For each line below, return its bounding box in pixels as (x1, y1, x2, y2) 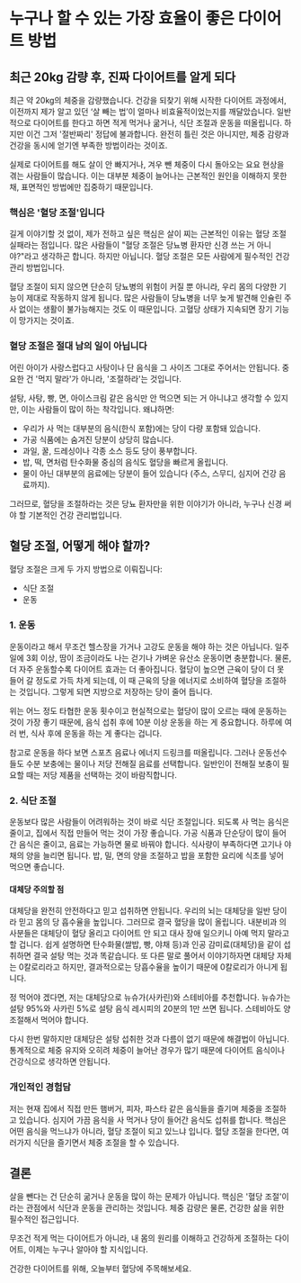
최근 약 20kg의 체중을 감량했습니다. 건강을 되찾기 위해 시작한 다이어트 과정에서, (9, 95, 287, 105)
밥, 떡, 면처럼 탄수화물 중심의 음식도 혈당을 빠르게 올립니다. (22, 456, 229, 467)
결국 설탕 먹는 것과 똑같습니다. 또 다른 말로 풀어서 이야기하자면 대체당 (32, 951, 276, 962)
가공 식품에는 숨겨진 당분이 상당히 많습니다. (22, 434, 174, 445)
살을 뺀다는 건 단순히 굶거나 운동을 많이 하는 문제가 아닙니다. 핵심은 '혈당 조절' (9, 1191, 282, 1202)
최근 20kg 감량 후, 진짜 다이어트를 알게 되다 (9, 69, 236, 85)
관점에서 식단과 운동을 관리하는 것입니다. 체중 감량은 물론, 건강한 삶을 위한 (25, 1203, 285, 1214)
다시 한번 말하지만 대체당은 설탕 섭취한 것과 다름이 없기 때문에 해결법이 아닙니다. (9, 1034, 290, 1044)
